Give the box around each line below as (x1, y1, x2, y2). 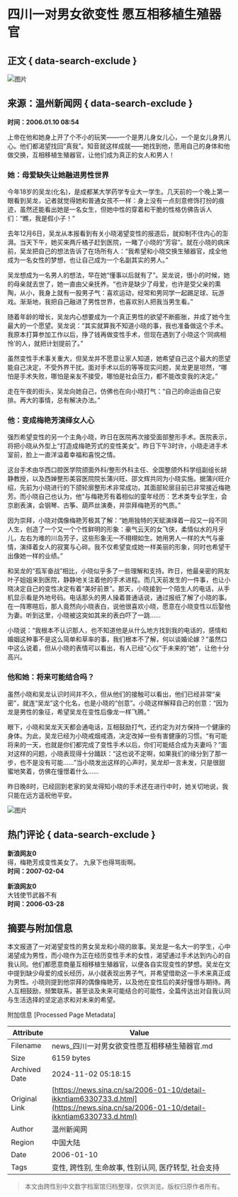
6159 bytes (52, 1053, 91, 1063)
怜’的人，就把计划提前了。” (7, 339, 84, 348)
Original (11, 1094, 38, 1104)
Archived (11, 1065, 41, 1075)
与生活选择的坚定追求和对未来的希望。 (7, 995, 119, 1004)
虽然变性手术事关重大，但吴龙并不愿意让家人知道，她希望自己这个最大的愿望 (7, 354, 231, 363)
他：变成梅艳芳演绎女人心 (7, 416, 95, 426)
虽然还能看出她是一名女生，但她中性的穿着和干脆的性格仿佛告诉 (19, 205, 206, 214)
